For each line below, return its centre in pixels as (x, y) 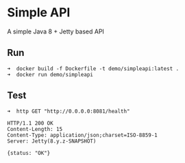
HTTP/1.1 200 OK (30, 123)
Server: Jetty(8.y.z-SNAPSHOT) (52, 141)
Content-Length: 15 (35, 129)
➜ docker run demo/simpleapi (50, 74)
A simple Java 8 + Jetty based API (56, 31)
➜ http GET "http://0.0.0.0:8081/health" (69, 111)
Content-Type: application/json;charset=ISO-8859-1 (82, 135)
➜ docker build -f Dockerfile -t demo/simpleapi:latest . (93, 69)
